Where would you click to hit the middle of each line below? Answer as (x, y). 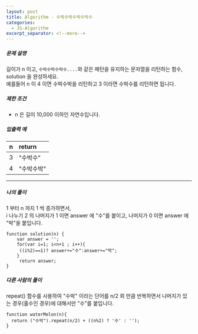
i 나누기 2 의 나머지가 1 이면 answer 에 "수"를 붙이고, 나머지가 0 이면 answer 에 (98, 215)
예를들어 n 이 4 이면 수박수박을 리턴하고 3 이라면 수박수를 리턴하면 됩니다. (91, 84)
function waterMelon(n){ (37, 314)
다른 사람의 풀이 (24, 280)
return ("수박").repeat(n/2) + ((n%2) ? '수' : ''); (76, 320)
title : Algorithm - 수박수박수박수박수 (49, 17)
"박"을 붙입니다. (24, 223)
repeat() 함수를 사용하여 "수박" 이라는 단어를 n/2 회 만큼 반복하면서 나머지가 (94, 296)
